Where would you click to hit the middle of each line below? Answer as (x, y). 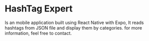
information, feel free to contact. (38, 33)
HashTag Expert (39, 9)
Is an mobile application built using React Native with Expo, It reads (74, 22)
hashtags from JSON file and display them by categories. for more (73, 27)
